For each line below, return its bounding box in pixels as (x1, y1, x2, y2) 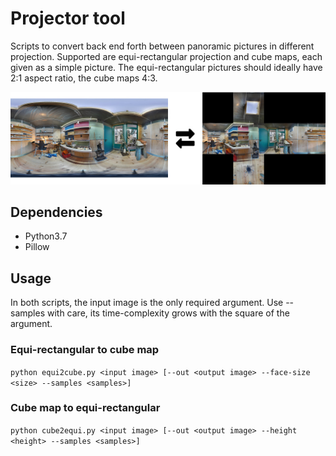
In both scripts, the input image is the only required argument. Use (10, 297, 284, 309)
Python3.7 (24, 230, 68, 242)
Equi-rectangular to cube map (10, 343, 160, 357)
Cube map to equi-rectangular (10, 401, 161, 415)
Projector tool (10, 7, 126, 30)
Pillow (24, 241, 50, 253)
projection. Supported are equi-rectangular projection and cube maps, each (10, 50, 323, 62)
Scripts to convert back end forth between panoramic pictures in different (10, 40, 315, 52)
